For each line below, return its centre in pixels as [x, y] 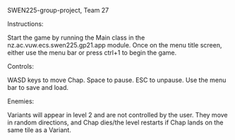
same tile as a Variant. [40, 130]
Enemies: [21, 101]
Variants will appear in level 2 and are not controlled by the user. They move [117, 115]
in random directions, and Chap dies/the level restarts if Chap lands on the [115, 122]
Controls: [20, 66]
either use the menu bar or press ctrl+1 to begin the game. [92, 53]
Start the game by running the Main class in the [76, 37]
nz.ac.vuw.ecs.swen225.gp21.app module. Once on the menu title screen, [115, 45]
